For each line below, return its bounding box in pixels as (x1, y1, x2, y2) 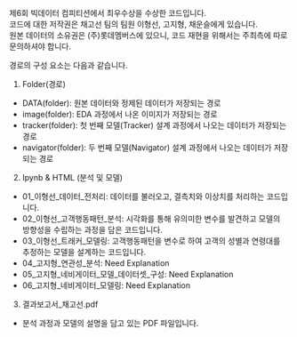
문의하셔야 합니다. (9, 41, 72, 52)
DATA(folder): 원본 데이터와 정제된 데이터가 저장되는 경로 (21, 98, 221, 108)
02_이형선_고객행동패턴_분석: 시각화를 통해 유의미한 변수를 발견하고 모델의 (21, 213, 281, 224)
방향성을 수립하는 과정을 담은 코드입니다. (21, 225, 163, 235)
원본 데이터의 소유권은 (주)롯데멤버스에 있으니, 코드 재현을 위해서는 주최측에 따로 (9, 30, 288, 40)
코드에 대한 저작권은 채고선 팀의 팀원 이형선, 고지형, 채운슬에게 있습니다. (9, 19, 258, 29)
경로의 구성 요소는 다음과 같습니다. (9, 60, 128, 70)
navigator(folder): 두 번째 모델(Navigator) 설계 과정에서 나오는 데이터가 (21, 142, 272, 153)
